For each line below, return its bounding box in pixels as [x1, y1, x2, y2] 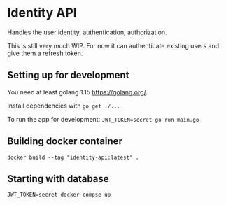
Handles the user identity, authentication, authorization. [7, 28, 167, 36]
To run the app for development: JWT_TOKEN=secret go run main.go [7, 115, 199, 123]
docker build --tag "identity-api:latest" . [7, 154, 139, 161]
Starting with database [7, 173, 110, 185]
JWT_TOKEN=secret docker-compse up [7, 191, 111, 199]
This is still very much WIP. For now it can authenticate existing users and [7, 41, 219, 50]
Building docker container [7, 135, 122, 148]
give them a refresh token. [7, 49, 83, 57]
